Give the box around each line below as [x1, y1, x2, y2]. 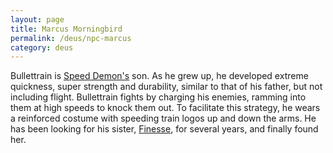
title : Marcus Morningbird [10, 24, 123, 34]
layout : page [10, 14, 65, 25]
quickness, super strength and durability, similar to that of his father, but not [10, 81, 323, 93]
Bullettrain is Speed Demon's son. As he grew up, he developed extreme [10, 70, 309, 82]
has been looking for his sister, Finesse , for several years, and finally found [10, 123, 319, 135]
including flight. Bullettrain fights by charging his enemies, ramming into [10, 91, 307, 103]
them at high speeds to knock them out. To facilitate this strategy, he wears [10, 102, 321, 114]
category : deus [10, 42, 74, 53]
